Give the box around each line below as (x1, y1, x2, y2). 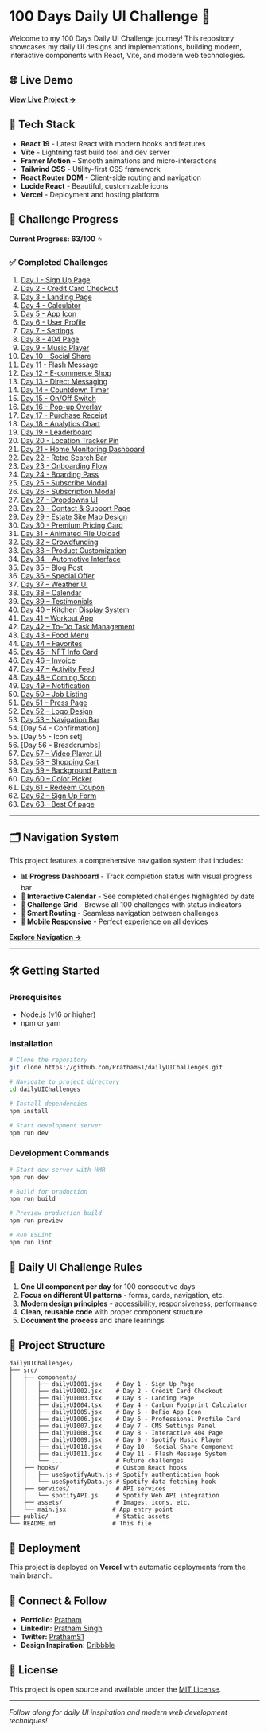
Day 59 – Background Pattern (20, 765, 118, 775)
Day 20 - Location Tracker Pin (20, 435, 119, 445)
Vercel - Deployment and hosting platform (20, 189, 160, 199)
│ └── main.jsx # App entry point (9, 1505, 173, 1514)
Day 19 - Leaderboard (20, 427, 92, 437)
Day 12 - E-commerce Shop (20, 368, 112, 377)
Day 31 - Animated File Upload (20, 528, 121, 538)
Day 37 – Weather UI (20, 579, 88, 589)
